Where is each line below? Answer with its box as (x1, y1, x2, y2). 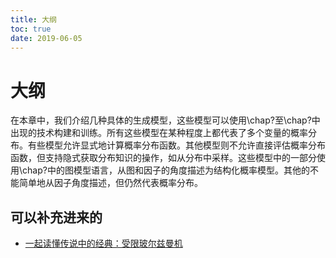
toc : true (10, 24, 52, 34)
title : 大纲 (10, 14, 57, 25)
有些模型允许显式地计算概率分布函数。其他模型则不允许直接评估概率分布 (27, 139, 326, 151)
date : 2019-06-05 (10, 33, 83, 43)
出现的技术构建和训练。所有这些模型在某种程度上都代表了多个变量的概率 (10, 127, 308, 139)
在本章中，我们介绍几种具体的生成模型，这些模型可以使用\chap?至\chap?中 (10, 114, 321, 126)
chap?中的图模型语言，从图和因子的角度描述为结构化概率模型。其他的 (22, 164, 310, 176)
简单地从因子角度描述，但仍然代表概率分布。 (18, 177, 203, 189)
